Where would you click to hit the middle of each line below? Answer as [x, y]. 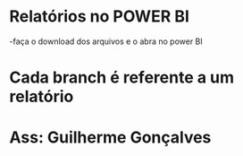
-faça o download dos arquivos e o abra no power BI [106, 41]
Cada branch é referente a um [122, 78]
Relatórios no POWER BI [100, 17]
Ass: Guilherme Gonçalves [110, 138]
